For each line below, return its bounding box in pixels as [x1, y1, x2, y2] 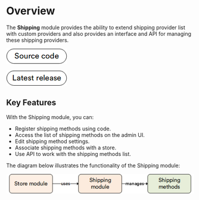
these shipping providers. [6, 36, 69, 43]
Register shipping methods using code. [14, 125, 111, 132]
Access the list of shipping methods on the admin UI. [14, 131, 145, 138]
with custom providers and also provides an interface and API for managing [6, 30, 192, 37]
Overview [6, 4, 55, 18]
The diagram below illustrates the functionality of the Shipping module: [6, 162, 181, 169]
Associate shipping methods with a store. [14, 144, 117, 151]
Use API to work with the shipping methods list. [14, 150, 131, 157]
